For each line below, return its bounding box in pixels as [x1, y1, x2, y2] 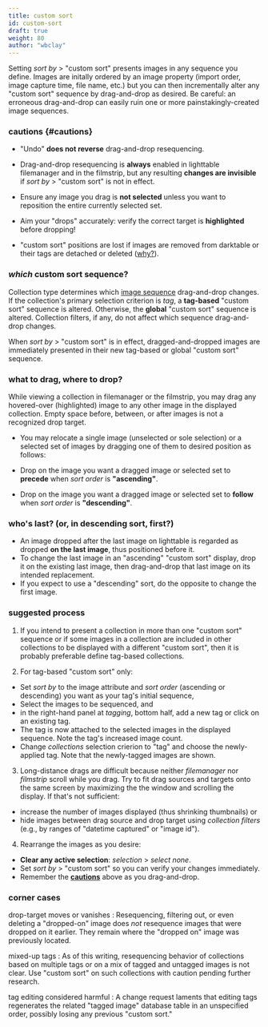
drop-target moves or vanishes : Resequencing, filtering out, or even [8, 910, 234, 920]
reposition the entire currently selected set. [19, 201, 162, 211]
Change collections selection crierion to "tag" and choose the [19, 742, 224, 751]
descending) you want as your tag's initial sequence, [19, 691, 194, 700]
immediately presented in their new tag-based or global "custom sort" [8, 345, 239, 355]
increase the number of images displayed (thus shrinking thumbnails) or [19, 807, 258, 816]
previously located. [8, 935, 72, 945]
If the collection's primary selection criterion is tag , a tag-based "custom [8, 296, 250, 305]
